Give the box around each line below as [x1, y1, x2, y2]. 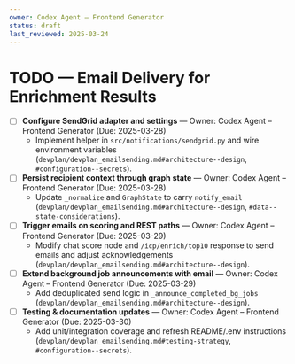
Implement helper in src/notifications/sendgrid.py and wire [35, 135, 260, 146]
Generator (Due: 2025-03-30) [21, 316, 132, 327]
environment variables [35, 144, 117, 155]
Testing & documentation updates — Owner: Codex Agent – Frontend [21, 306, 279, 317]
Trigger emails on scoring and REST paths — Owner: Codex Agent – [21, 221, 275, 231]
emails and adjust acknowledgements [35, 249, 174, 259]
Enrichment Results [9, 86, 157, 106]
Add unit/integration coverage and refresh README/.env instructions [35, 325, 286, 337]
